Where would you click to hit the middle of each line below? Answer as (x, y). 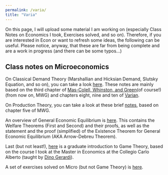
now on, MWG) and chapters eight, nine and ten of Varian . (78, 95)
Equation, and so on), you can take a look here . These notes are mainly (79, 84)
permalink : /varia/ (26, 10)
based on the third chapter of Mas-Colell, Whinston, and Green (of (74, 90)
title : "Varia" (21, 15)
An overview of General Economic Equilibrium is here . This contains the (80, 121)
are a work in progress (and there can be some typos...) (63, 51)
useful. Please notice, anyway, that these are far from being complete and (82, 45)
